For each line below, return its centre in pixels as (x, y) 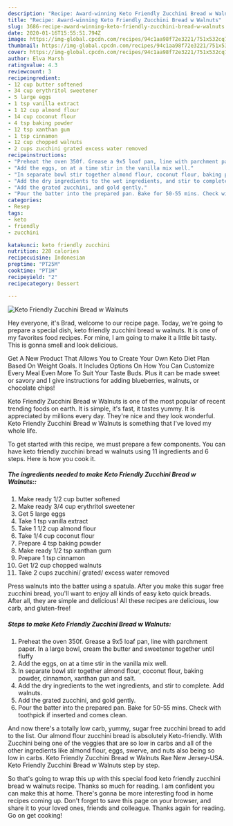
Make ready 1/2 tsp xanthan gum (64, 550)
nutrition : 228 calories (44, 251)
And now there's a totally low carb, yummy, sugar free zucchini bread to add (117, 728)
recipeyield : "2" (33, 277)
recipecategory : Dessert (44, 284)
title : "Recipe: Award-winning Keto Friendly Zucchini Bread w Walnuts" (115, 20)
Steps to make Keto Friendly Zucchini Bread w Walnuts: (90, 625)
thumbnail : (24, 46)
